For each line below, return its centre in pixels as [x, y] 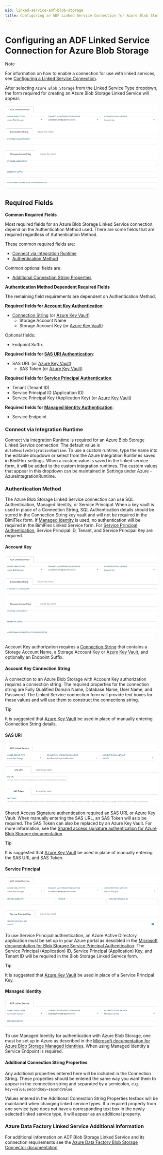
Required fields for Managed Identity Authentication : [59, 407]
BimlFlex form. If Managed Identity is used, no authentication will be [73, 520]
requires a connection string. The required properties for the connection [77, 685]
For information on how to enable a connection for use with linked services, [81, 74]
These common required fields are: [40, 244]
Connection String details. [31, 724]
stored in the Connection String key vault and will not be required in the [76, 515]
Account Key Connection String [38, 668]
